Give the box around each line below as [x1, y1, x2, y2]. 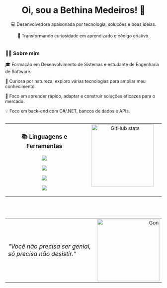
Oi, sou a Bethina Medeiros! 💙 [21, 4, 146, 16]
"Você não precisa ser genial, [8, 242, 91, 250]
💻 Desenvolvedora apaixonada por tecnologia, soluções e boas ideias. [10, 21, 157, 27]
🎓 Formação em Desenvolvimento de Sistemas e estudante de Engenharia [5, 62, 159, 68]
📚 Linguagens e [21, 133, 68, 141]
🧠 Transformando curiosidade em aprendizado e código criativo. [17, 32, 150, 39]
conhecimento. [5, 84, 36, 90]
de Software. [5, 69, 32, 75]
